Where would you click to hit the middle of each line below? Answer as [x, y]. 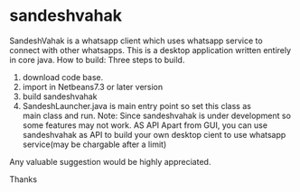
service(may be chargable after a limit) [94, 144]
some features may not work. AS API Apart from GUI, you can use [145, 125]
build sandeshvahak [60, 96]
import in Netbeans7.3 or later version [93, 87]
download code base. [63, 77]
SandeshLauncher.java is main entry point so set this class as [136, 105]
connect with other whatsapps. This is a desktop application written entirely [150, 50]
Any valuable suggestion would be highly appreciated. [110, 161]
